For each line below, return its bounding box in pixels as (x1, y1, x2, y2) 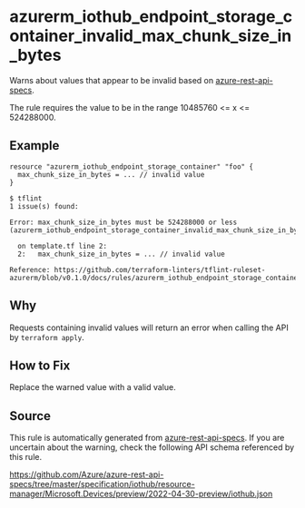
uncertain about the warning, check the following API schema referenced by (9, 442, 295, 453)
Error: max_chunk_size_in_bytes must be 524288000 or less (9, 218, 238, 227)
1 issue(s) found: (9, 201, 79, 210)
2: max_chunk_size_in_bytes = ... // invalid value (17, 249, 225, 259)
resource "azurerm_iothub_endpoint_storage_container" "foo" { (9, 161, 254, 171)
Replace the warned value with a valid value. (9, 382, 176, 393)
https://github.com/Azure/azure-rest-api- (9, 469, 164, 480)
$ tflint (9, 193, 43, 203)
